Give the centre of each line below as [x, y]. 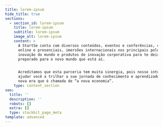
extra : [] [19, 108]
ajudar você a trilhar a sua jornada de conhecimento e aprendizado [89, 77]
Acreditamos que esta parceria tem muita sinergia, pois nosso [83, 72]
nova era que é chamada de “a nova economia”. [66, 81]
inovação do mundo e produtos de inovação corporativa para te [83, 55]
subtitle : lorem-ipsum [37, 32]
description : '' [26, 99]
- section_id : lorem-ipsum [37, 23]
